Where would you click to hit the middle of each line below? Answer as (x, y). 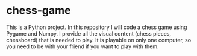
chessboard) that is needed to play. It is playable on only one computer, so (99, 40)
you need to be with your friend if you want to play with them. (83, 46)
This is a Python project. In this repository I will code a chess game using (97, 27)
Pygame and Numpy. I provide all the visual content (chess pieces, (89, 33)
